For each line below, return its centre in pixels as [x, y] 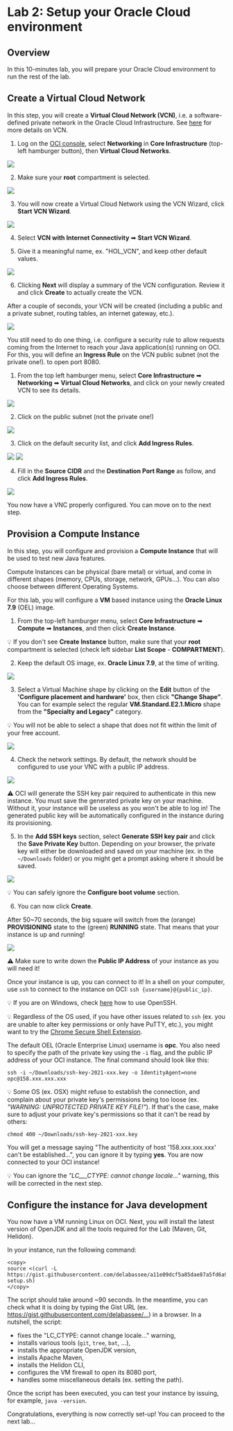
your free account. [34, 733]
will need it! [24, 968]
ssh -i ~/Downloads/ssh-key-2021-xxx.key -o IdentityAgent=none [102, 1072]
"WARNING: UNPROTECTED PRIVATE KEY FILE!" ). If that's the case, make [113, 1106]
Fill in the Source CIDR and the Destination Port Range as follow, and [116, 471]
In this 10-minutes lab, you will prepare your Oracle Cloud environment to [112, 69]
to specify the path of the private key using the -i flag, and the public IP [110, 1052]
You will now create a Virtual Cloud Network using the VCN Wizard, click [121, 204]
